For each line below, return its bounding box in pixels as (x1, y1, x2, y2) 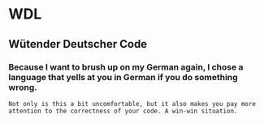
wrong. (8, 82, 38, 93)
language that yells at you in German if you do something (8, 71, 238, 83)
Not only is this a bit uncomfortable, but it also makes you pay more (8, 100, 256, 108)
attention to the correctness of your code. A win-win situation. (8, 107, 238, 115)
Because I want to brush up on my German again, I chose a (8, 61, 244, 73)
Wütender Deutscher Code (8, 37, 148, 51)
